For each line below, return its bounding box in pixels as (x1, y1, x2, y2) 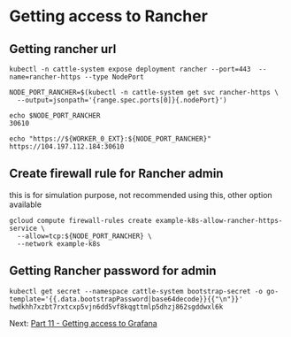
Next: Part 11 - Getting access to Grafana (9, 318, 157, 328)
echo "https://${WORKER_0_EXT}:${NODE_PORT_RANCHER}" (9, 134, 212, 143)
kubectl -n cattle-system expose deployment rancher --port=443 (9, 65, 251, 73)
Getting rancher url (9, 42, 117, 57)
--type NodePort (84, 73, 144, 81)
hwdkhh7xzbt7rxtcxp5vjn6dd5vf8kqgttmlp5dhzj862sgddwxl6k (9, 303, 224, 311)
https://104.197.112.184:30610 (9, 142, 125, 151)
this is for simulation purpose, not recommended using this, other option (9, 189, 272, 200)
